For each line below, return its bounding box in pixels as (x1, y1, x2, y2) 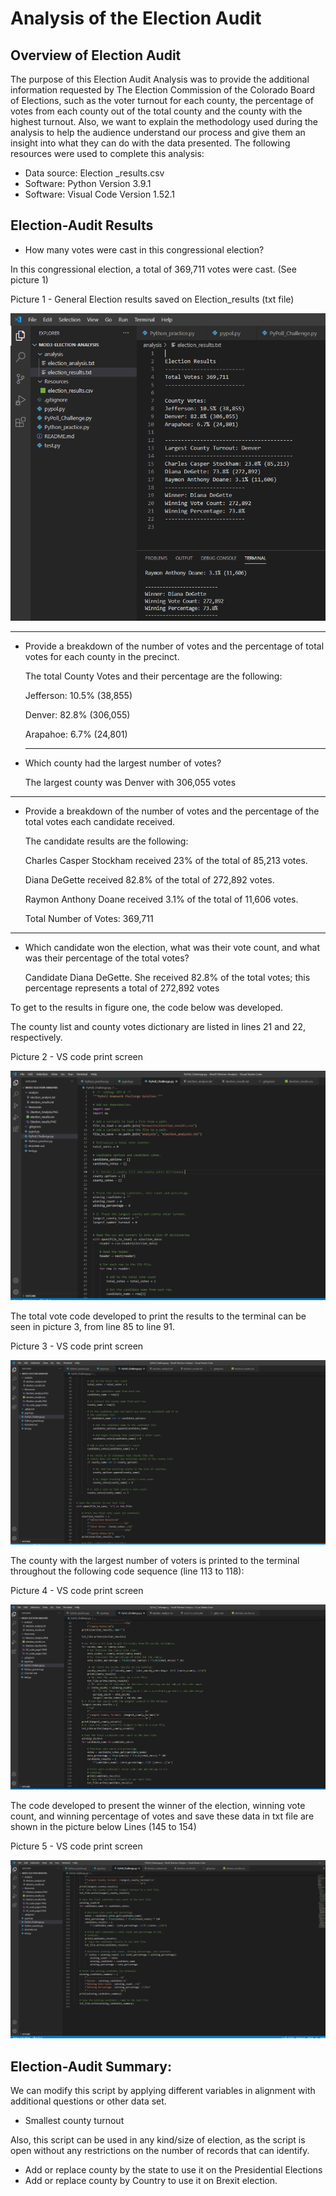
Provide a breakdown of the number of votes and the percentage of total (24, 640, 325, 652)
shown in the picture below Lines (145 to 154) (10, 1820, 197, 1832)
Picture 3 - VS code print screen (10, 1340, 144, 1352)
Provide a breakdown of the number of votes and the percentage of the (24, 805, 320, 817)
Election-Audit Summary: (10, 2058, 172, 2075)
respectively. (10, 1031, 63, 1043)
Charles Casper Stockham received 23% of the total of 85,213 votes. (24, 854, 308, 866)
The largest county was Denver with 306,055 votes (24, 776, 237, 788)
